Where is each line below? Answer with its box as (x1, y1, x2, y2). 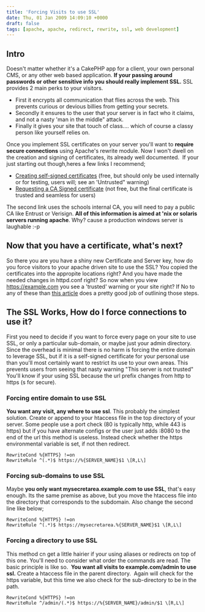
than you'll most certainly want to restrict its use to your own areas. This (6, 359, 188, 366)
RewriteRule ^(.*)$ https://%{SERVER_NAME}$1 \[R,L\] (6, 457, 147, 463)
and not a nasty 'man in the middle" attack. (15, 116, 124, 123)
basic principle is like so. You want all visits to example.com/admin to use (6, 563, 197, 570)
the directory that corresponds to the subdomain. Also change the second (6, 498, 193, 506)
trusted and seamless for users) (15, 192, 96, 199)
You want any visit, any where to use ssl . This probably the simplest (6, 408, 180, 415)
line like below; (6, 505, 44, 512)
